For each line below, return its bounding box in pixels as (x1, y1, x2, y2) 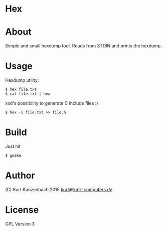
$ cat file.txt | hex (5, 91, 51, 96)
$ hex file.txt (5, 87, 37, 92)
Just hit (5, 143, 21, 149)
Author (5, 170, 35, 182)
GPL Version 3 (5, 220, 35, 227)
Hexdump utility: (5, 77, 39, 83)
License (5, 204, 39, 216)
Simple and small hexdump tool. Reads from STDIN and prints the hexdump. (5, 43, 162, 49)
